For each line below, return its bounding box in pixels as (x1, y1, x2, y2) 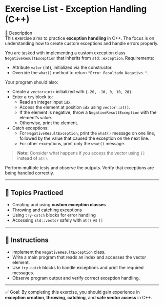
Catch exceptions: (12, 125, 49, 131)
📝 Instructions (5, 236, 49, 244)
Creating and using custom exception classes (12, 201, 106, 207)
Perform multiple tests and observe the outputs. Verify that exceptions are (5, 165, 154, 171)
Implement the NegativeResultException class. (12, 249, 106, 255)
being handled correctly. (5, 170, 55, 175)
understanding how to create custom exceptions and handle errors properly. (5, 40, 159, 46)
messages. (12, 270, 35, 276)
